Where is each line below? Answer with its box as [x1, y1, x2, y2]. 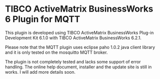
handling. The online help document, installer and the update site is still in [5, 64, 152, 70]
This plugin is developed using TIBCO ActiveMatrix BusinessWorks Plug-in [5, 30, 154, 35]
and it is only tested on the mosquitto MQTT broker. [5, 49, 108, 55]
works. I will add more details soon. [5, 69, 76, 75]
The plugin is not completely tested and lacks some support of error [5, 59, 141, 64]
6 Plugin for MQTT [5, 14, 80, 25]
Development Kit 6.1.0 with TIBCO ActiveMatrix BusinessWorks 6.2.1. [5, 35, 142, 41]
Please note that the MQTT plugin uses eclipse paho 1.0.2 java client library [5, 44, 155, 50]
